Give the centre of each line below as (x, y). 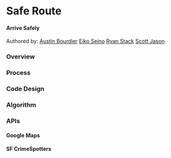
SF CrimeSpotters (29, 149)
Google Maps (23, 135)
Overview (21, 57)
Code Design (25, 89)
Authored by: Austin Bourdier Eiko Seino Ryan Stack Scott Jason (85, 41)
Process (19, 73)
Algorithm (21, 105)
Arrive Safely (23, 28)
